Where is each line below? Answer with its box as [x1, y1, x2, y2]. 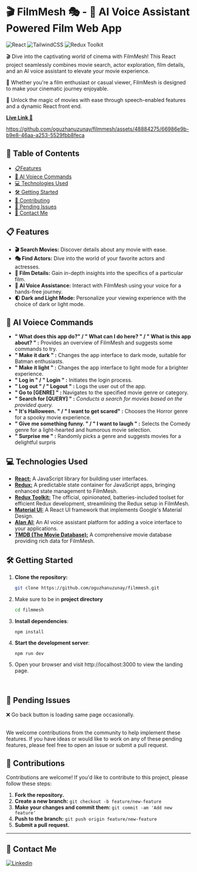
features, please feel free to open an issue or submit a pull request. [6, 741, 168, 748]
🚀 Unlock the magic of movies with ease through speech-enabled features [6, 96, 186, 103]
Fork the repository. [14, 792, 64, 799]
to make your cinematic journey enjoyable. [6, 85, 108, 92]
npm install [14, 629, 44, 635]
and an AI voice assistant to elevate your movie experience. [6, 67, 150, 74]
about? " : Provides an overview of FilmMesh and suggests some [14, 339, 173, 347]
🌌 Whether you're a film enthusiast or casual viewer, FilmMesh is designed [6, 79, 186, 86]
